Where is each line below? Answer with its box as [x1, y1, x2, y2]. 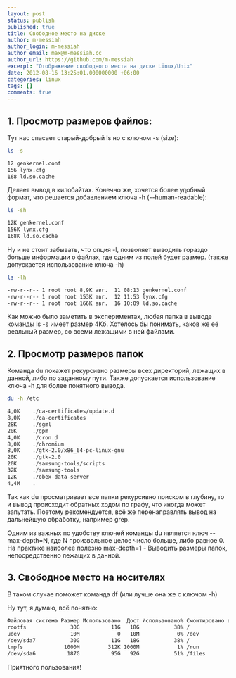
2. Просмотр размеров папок [7, 348, 144, 360]
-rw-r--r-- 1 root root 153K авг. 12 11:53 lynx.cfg [7, 293, 169, 300]
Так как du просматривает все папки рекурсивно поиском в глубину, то [7, 492, 225, 501]
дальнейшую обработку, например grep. [7, 515, 130, 523]
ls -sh [7, 207, 27, 214]
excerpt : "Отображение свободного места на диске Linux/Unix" [7, 63, 193, 70]
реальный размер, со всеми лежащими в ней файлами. [7, 327, 176, 336]
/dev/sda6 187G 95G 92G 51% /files [7, 650, 206, 657]
